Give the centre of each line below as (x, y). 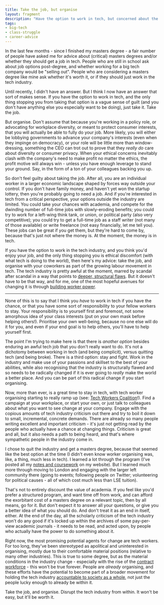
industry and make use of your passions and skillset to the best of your (76, 362)
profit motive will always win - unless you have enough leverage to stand (78, 163)
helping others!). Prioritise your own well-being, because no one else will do (82, 321)
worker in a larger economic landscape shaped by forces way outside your (80, 183)
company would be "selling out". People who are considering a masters (77, 72)
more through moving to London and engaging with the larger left (71, 470)
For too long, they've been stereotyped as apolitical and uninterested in (77, 546)
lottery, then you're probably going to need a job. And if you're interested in (81, 194)
